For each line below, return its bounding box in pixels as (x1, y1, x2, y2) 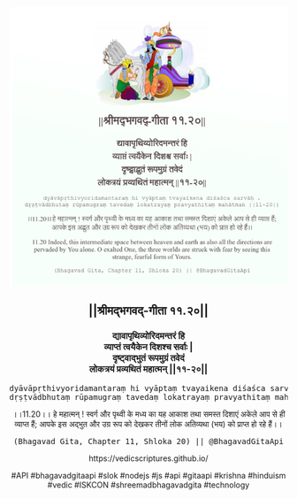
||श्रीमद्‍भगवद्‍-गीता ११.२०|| (88, 303, 209, 319)
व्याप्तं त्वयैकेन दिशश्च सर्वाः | (103, 341, 194, 353)
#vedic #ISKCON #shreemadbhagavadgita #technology (47, 480, 250, 490)
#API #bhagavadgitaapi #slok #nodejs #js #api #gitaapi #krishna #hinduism (11, 470, 286, 480)
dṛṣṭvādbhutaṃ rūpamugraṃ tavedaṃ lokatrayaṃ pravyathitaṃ (9, 392, 271, 402)
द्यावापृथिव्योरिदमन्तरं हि (111, 330, 186, 342)
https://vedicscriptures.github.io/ (88, 453, 209, 464)
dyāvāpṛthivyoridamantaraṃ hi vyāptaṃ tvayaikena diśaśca (9, 383, 266, 393)
